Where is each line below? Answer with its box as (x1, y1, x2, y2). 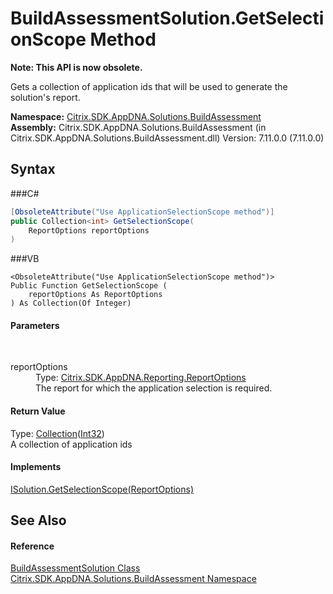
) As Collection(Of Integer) (10, 298, 132, 309)
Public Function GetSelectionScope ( (10, 281, 168, 291)
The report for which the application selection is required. (35, 382, 273, 394)
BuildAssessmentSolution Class (10, 562, 141, 574)
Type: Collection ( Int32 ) (10, 427, 105, 439)
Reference (10, 540, 55, 552)
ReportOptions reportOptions (28, 225, 150, 236)
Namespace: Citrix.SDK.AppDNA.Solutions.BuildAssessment (10, 110, 262, 122)
